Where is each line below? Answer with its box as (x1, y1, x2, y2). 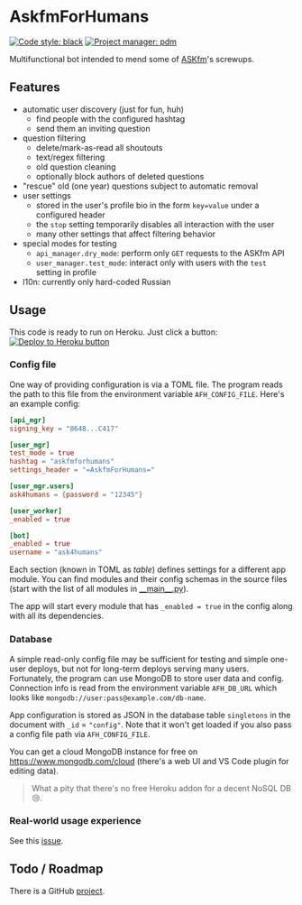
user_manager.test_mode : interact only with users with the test (35, 257, 268, 268)
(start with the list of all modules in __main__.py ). (9, 584, 189, 595)
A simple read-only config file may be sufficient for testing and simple (9, 653, 269, 664)
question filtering (22, 133, 87, 143)
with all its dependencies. (9, 611, 105, 622)
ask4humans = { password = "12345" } (9, 490, 143, 499)
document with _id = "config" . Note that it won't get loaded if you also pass (9, 719, 292, 730)
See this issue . (9, 835, 64, 845)
